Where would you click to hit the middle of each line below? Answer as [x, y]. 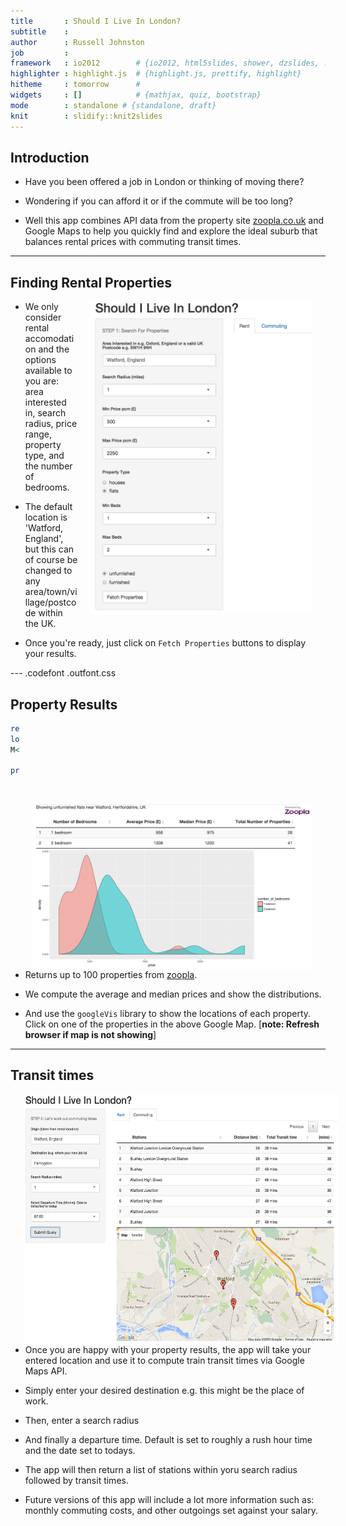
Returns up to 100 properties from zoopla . [111, 975]
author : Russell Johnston [77, 42]
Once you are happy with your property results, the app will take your [168, 1349]
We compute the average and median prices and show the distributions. [173, 994]
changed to [48, 571]
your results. [50, 654]
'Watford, [43, 528]
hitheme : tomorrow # [75, 85]
